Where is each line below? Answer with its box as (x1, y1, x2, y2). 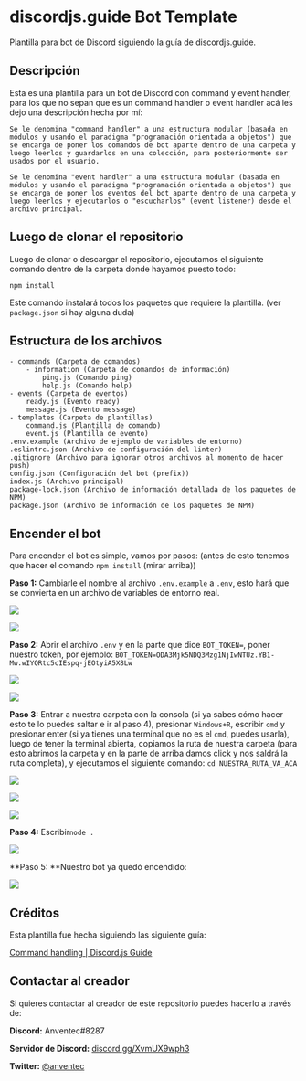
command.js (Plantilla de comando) (26, 421, 162, 430)
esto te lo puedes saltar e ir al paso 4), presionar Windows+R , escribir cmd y (9, 719, 286, 730)
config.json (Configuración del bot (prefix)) (9, 469, 190, 479)
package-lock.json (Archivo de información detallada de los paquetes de (9, 485, 297, 494)
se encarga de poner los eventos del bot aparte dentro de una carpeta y (9, 188, 297, 197)
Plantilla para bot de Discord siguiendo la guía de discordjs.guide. (9, 37, 257, 48)
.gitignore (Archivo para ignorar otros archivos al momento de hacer (9, 453, 284, 462)
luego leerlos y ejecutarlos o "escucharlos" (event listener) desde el (9, 196, 292, 206)
